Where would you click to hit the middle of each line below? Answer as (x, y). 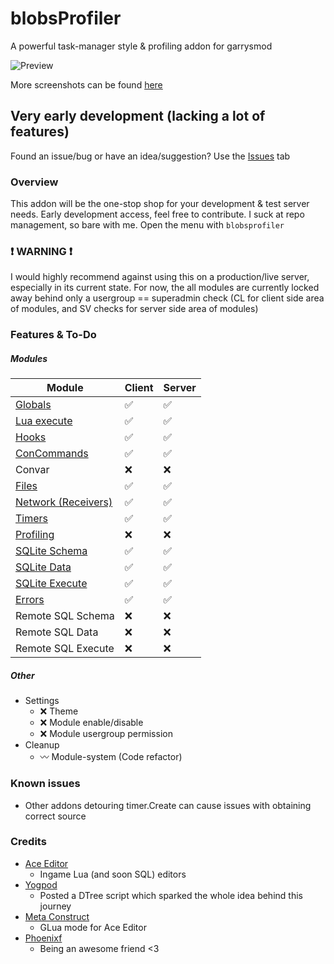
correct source (55, 816)
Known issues (45, 784)
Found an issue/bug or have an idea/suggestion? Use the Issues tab (150, 156)
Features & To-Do (53, 335)
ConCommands (52, 454)
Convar (32, 470)
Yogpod (41, 884)
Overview (34, 182)
